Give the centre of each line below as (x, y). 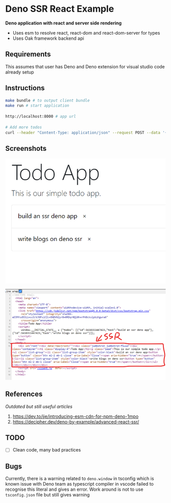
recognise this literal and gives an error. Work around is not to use (74, 489)
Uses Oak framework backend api (48, 38)
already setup (20, 72)
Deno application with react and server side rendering (64, 23)
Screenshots (26, 149)
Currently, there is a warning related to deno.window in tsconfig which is (80, 479)
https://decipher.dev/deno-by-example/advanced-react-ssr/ (76, 421)
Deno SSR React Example (60, 9)
